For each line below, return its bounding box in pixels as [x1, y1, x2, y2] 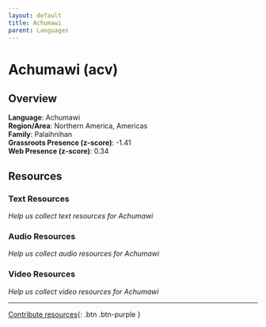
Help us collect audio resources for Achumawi [8, 249, 160, 258]
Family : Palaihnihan [8, 130, 73, 139]
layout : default [8, 11, 62, 20]
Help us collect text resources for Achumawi [8, 211, 154, 221]
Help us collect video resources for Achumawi [8, 287, 159, 296]
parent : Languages [8, 26, 69, 34]
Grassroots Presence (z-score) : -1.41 [8, 138, 132, 147]
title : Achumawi [8, 19, 62, 27]
